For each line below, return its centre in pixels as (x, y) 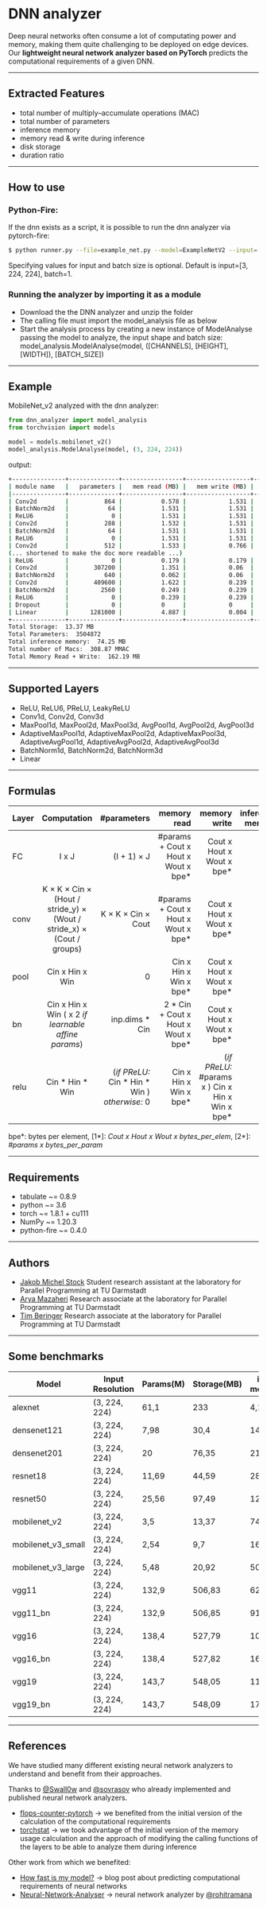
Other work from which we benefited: (70, 1862)
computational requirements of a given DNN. (81, 61)
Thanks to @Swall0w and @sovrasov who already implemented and (120, 1789)
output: (20, 464)
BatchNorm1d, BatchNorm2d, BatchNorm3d (91, 750)
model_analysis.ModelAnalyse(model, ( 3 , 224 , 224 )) (95, 450)
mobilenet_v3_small (49, 1545)
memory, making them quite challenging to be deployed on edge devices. (128, 44)
